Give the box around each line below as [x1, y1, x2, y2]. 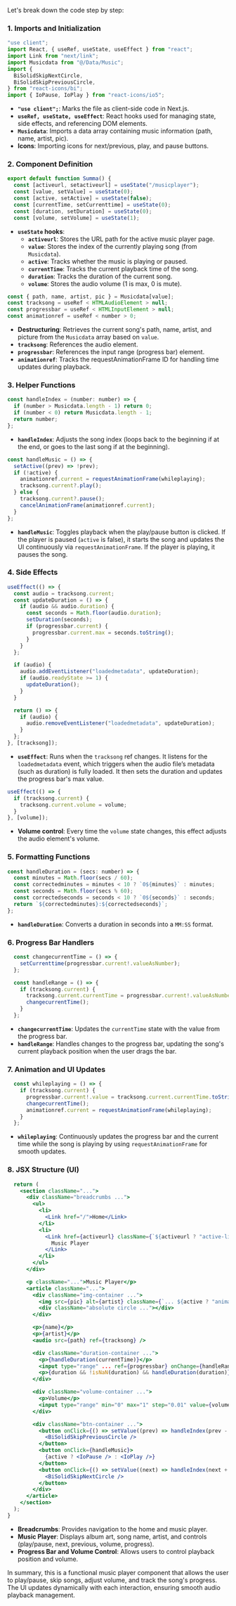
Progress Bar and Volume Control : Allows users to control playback [17, 1547, 215, 1555]
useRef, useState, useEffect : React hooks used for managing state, [17, 112, 216, 120]
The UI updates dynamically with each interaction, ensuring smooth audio [7, 1583, 221, 1591]
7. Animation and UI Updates [7, 1064, 106, 1074]
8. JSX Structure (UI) [7, 1165, 79, 1174]
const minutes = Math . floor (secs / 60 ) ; [13, 874, 133, 881]
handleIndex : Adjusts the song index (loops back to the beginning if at [17, 435, 220, 443]
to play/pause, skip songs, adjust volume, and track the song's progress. [7, 1576, 218, 1584]
